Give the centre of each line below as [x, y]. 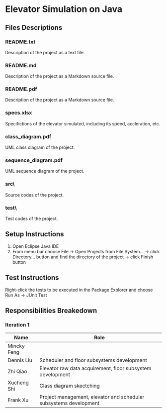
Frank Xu [18, 400]
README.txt [20, 42]
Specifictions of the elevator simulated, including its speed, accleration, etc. [83, 123]
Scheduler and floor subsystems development [93, 360]
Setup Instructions [35, 234]
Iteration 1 [17, 324]
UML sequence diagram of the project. [45, 171]
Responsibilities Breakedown [51, 310]
